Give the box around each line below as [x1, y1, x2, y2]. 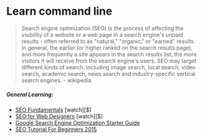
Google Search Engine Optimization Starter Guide [15, 119, 141, 126]
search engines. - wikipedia [21, 77, 92, 84]
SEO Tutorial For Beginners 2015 [15, 126, 97, 133]
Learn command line [6, 4, 113, 18]
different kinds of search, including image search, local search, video [21, 63, 196, 71]
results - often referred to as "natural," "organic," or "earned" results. [21, 37, 196, 45]
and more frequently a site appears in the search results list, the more [21, 50, 197, 58]
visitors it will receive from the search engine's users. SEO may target [21, 57, 197, 64]
